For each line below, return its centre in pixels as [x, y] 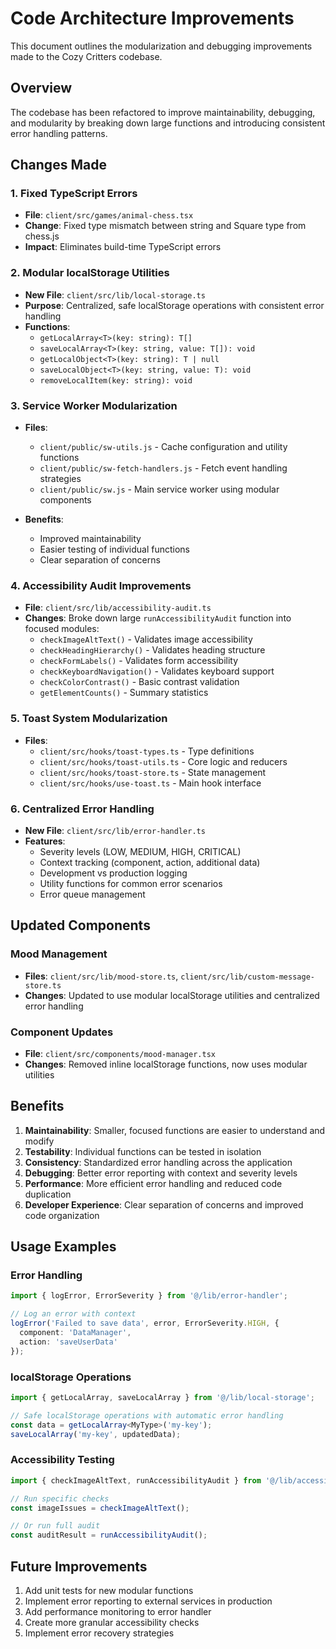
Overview [41, 88]
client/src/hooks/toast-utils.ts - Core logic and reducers [163, 761]
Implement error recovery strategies [99, 1633]
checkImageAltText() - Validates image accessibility [146, 639]
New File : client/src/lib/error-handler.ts [115, 830]
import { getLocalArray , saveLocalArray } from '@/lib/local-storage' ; [162, 1397]
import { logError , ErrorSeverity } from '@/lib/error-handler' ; [149, 1296]
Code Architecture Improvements [152, 18]
